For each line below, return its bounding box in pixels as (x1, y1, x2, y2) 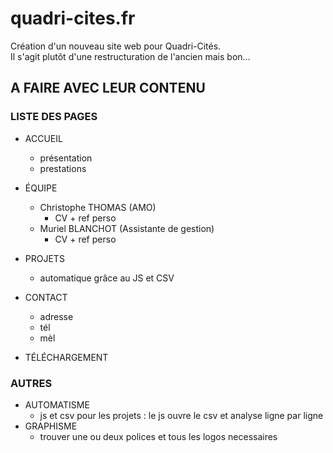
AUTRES (10, 376, 53, 390)
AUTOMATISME (24, 398, 90, 411)
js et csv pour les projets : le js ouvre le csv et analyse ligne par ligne (39, 409, 324, 421)
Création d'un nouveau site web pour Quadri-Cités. (10, 40, 222, 52)
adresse (39, 310, 74, 322)
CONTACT (24, 291, 68, 303)
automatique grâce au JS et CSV (39, 272, 175, 284)
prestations (39, 162, 87, 174)
